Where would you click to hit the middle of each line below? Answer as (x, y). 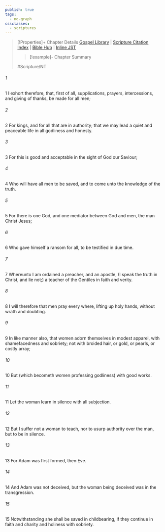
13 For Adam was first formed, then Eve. (46, 460)
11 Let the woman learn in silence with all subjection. (58, 402)
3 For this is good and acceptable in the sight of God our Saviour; (71, 157)
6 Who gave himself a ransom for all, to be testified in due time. (69, 247)
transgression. (20, 492)
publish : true (20, 10)
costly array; (18, 348)
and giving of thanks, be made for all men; (48, 98)
